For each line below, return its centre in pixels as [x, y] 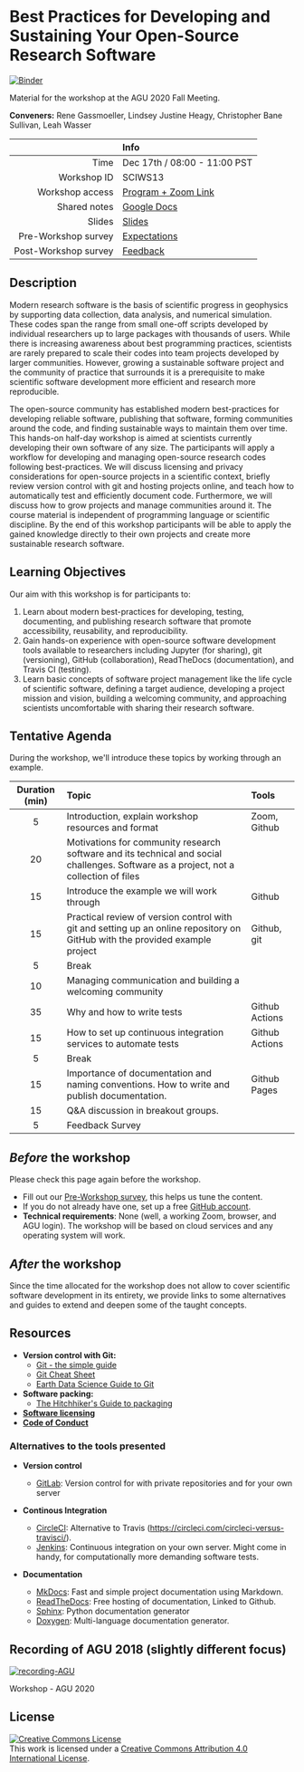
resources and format [112, 828]
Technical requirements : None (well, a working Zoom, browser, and [149, 1216]
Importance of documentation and [139, 1073]
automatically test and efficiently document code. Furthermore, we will [141, 495]
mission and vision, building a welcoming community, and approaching [154, 698]
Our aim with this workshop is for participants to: [100, 594]
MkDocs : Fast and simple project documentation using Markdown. [160, 1592]
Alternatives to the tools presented [87, 1446]
